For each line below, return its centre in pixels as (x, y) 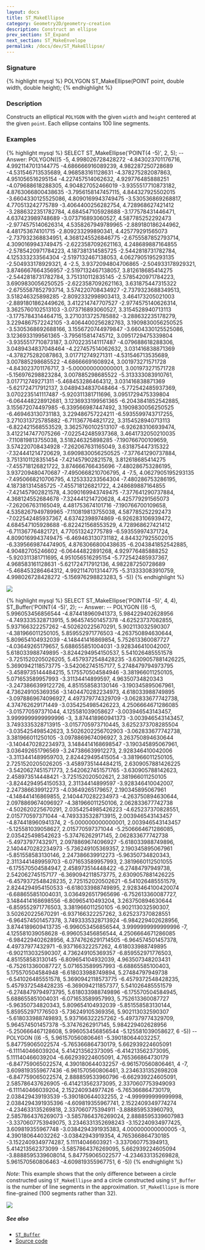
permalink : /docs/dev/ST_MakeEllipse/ (56, 47)
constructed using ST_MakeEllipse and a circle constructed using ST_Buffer (101, 1180)
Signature (21, 68)
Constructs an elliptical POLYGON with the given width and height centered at (101, 117)
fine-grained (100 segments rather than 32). (62, 1193)
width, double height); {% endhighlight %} (60, 88)
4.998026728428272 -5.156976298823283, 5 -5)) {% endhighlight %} (95, 577)
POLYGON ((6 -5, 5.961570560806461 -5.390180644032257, (84, 1037)
